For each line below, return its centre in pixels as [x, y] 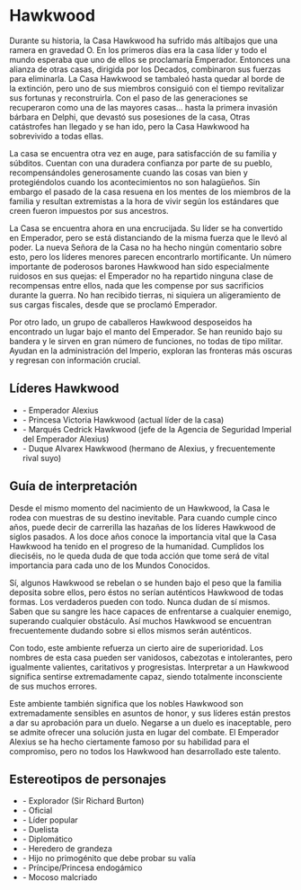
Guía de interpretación [73, 486]
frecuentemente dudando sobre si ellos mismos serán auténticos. [130, 630]
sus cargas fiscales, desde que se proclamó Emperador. [113, 304]
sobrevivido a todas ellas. [57, 136]
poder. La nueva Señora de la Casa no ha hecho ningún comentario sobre [146, 247]
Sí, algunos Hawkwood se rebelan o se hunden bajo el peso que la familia [146, 583]
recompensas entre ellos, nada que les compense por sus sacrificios [137, 285]
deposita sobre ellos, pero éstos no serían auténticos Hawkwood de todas [146, 592]
